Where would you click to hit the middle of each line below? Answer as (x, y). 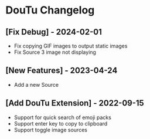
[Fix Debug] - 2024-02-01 (54, 32)
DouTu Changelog (50, 10)
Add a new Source (36, 84)
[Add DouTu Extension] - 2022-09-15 (75, 103)
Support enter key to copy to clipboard (61, 123)
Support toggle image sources (50, 130)
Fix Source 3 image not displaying (55, 52)
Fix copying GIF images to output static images (71, 46)
